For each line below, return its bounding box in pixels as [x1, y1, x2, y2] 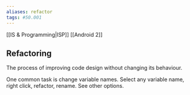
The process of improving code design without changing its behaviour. [6, 64, 183, 72]
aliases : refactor [6, 8, 53, 15]
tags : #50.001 [6, 14, 42, 20]
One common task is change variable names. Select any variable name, [6, 76, 185, 83]
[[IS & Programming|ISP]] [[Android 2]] [6, 31, 103, 38]
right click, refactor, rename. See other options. [6, 82, 124, 90]
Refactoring [6, 48, 52, 58]
